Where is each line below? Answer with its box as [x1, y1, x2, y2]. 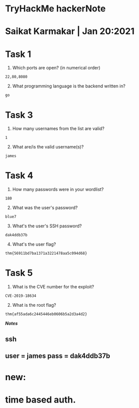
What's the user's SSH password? [12, 223, 82, 229]
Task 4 [5, 170, 34, 181]
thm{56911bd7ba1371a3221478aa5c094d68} [5, 251, 88, 256]
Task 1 [5, 48, 31, 60]
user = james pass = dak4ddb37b [5, 351, 110, 360]
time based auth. [5, 394, 76, 406]
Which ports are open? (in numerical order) [12, 65, 100, 71]
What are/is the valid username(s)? [12, 144, 84, 150]
